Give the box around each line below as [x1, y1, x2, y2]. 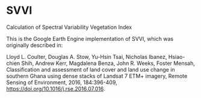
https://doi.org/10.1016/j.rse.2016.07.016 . [6, 85, 105, 92]
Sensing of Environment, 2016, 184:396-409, [6, 79, 117, 86]
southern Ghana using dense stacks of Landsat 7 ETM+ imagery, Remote [6, 72, 188, 79]
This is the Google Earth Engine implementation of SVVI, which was [6, 35, 173, 42]
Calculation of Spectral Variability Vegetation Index [6, 23, 132, 31]
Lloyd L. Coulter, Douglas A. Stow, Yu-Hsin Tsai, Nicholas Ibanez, [6, 53, 167, 60]
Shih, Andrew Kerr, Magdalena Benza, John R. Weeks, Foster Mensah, [21, 60, 196, 67]
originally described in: [6, 41, 63, 49]
